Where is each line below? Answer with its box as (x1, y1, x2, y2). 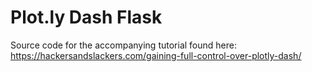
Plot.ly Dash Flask (10, 6, 163, 29)
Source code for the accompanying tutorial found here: (10, 39, 237, 51)
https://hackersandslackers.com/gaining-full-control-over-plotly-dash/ (10, 49, 302, 61)
